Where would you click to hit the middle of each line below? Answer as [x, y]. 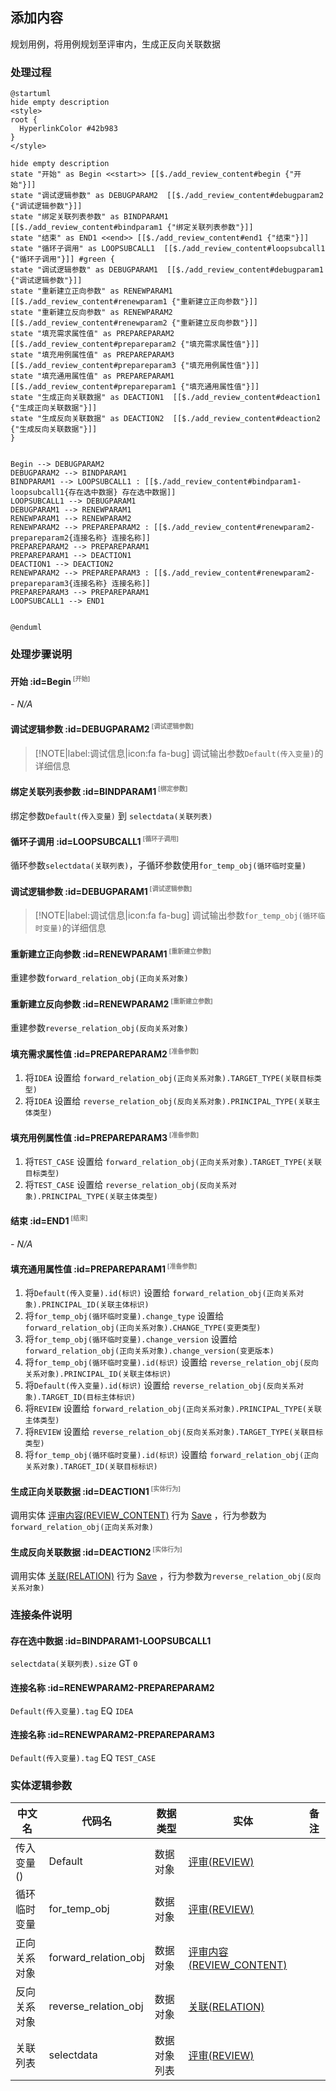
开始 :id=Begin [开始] [50, 680]
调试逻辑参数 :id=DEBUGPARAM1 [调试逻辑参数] [101, 890]
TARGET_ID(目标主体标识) [89, 1398]
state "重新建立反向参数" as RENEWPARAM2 [91, 313]
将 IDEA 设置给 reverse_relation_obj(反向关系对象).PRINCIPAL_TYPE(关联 [168, 1100]
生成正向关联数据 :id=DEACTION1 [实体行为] [96, 1490]
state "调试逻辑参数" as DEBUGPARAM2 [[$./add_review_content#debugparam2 [167, 196]
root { [24, 120]
